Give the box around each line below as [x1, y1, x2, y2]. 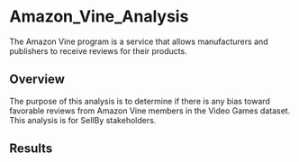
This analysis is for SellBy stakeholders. [9, 114, 157, 125]
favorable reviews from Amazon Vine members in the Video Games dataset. [9, 105, 291, 116]
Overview [9, 72, 66, 87]
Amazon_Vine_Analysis [9, 6, 189, 27]
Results [9, 141, 53, 157]
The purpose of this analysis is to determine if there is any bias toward [9, 95, 270, 106]
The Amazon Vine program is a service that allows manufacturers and [9, 36, 268, 47]
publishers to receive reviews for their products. [9, 45, 187, 56]
